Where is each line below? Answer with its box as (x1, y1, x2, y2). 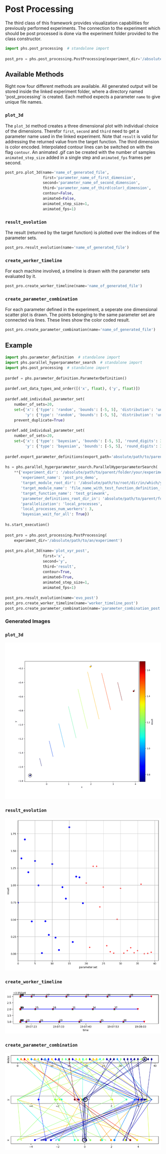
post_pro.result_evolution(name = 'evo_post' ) (5, 595, 98, 601)
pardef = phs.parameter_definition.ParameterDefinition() (5, 376, 127, 381)
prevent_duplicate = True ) (14, 418, 65, 423)
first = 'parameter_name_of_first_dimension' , (42, 175, 136, 180)
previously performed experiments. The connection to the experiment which (5, 25, 161, 31)
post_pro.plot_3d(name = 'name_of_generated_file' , (5, 170, 110, 175)
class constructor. (5, 36, 42, 42)
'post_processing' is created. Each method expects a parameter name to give (5, 94, 161, 100)
